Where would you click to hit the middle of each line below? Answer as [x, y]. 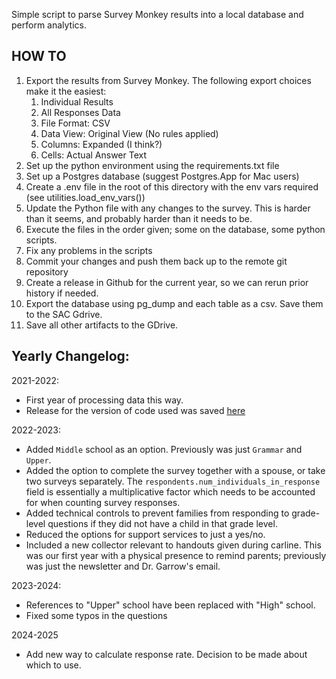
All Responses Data [80, 112]
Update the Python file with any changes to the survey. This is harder [168, 208]
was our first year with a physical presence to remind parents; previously [176, 555]
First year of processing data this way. [104, 400]
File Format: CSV [75, 123]
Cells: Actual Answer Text [94, 155]
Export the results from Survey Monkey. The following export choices [168, 80]
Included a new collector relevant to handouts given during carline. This [173, 545]
